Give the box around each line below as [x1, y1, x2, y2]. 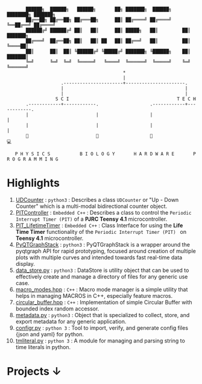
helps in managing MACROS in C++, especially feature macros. [15, 292, 173, 299]
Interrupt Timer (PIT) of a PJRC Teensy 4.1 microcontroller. [15, 215, 168, 222]
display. [15, 260, 36, 267]
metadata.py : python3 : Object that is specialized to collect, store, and [15, 311, 190, 318]
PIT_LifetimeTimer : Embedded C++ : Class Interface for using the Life [15, 221, 183, 229]
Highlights [7, 176, 60, 190]
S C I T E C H [55, 96, 197, 102]
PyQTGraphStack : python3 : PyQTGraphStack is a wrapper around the [15, 241, 191, 248]
